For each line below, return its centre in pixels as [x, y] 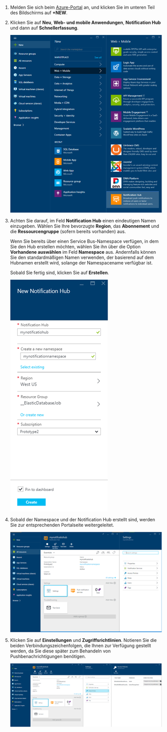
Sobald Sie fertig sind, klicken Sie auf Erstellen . [60, 273]
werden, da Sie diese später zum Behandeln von [60, 651]
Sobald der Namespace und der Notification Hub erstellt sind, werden [82, 520]
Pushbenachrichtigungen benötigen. [48, 657]
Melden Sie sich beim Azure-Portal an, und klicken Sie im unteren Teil [82, 7]
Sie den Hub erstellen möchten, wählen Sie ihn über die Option [75, 247]
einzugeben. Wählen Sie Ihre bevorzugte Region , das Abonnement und [85, 226]
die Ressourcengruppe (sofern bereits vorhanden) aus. [68, 232]
